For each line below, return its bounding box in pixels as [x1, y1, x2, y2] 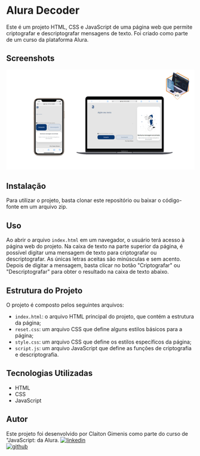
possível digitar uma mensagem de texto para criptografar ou [6, 249, 157, 256]
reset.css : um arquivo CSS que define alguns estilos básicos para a [14, 325, 183, 332]
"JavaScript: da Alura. [6, 436, 60, 443]
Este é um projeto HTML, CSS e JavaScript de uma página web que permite [6, 23, 193, 30]
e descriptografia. [14, 351, 59, 358]
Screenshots [6, 53, 55, 63]
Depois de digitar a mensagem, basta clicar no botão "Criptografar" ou [6, 262, 180, 269]
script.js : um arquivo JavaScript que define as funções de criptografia [14, 344, 192, 351]
